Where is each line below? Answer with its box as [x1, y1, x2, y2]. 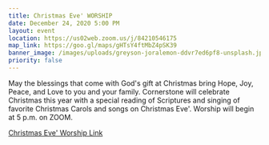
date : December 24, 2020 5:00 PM [8, 19, 120, 27]
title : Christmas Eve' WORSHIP [8, 11, 113, 20]
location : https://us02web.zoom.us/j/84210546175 [8, 34, 178, 42]
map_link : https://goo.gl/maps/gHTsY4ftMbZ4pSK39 [8, 42, 178, 50]
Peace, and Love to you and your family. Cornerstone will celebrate [8, 87, 230, 96]
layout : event [8, 26, 56, 34]
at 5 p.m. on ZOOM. [8, 112, 74, 122]
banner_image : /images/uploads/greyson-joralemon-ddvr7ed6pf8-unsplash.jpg [8, 49, 267, 57]
